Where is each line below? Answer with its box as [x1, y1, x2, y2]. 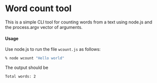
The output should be [5, 64, 49, 71]
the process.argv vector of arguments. [5, 24, 83, 30]
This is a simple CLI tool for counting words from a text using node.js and [5, 19, 153, 25]
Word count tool [5, 3, 72, 14]
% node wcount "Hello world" [5, 56, 65, 61]
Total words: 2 [5, 74, 36, 79]
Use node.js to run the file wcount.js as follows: [5, 46, 101, 52]
